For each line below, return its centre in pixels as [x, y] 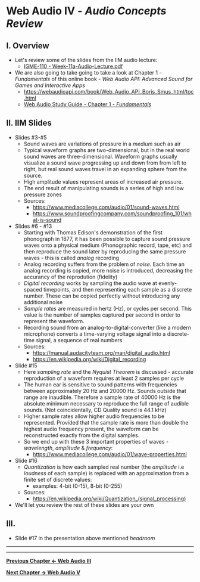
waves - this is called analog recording [71, 258]
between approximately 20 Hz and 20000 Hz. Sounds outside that [105, 391]
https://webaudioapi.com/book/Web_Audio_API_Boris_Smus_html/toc [109, 92]
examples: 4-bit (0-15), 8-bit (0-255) [77, 486]
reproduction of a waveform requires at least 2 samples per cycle [104, 378]
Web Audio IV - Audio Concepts [86, 11]
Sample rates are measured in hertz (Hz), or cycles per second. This [108, 308]
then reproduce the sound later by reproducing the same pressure [105, 251]
